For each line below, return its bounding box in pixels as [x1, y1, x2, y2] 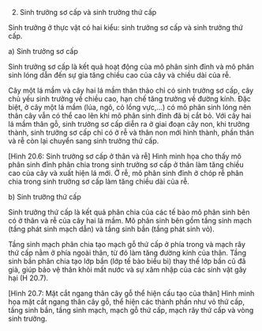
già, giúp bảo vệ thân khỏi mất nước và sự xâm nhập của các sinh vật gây [8, 265, 247, 274]
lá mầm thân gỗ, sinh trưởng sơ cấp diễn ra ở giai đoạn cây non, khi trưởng [8, 120, 250, 128]
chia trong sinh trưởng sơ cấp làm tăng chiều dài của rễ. [8, 177, 189, 186]
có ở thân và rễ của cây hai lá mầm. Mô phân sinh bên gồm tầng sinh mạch [8, 216, 253, 225]
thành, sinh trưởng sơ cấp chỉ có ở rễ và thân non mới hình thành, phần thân [8, 127, 254, 137]
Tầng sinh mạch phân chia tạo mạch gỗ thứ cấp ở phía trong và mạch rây [8, 240, 246, 249]
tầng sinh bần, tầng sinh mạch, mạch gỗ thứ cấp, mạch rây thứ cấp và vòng [8, 306, 254, 314]
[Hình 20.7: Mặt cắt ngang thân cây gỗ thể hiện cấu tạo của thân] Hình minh [8, 289, 255, 298]
